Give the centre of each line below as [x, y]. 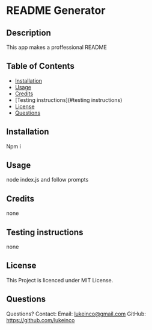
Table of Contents [41, 66]
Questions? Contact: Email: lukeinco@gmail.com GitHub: [76, 314]
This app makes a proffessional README [56, 47]
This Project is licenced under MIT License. [60, 280]
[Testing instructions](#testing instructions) [68, 100]
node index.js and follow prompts [47, 180]
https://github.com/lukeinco [41, 320]
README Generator [56, 11]
